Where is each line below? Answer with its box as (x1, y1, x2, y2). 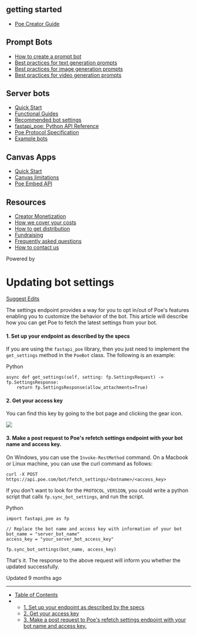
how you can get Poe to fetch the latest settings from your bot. (6, 319, 158, 326)
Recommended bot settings (14, 117, 82, 124)
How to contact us (14, 244, 59, 251)
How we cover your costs (14, 219, 77, 226)
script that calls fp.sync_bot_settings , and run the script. (6, 493, 145, 500)
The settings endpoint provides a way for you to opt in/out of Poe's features (6, 307, 189, 313)
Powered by (6, 255, 35, 263)
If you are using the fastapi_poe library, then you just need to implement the (6, 345, 189, 352)
